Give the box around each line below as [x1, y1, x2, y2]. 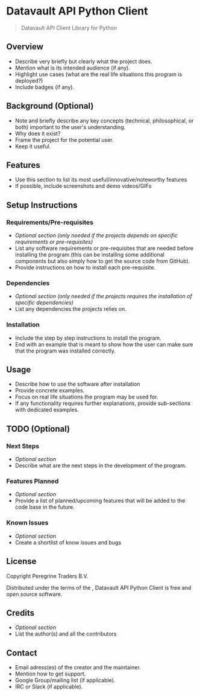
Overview [6, 42, 44, 52]
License [6, 557, 37, 567]
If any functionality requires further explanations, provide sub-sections [14, 400, 191, 407]
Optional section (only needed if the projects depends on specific [14, 232, 178, 239]
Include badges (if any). [14, 83, 74, 91]
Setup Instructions [6, 200, 78, 210]
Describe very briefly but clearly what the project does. [14, 57, 152, 65]
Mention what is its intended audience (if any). [14, 64, 131, 71]
